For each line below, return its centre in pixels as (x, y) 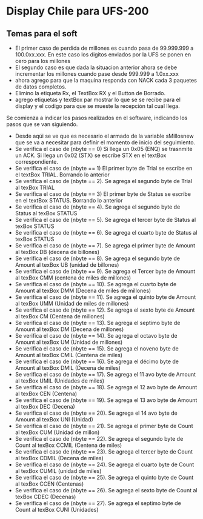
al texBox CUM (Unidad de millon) (57, 432)
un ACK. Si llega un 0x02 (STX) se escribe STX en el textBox (91, 155)
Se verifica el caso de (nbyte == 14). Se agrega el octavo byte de (96, 336)
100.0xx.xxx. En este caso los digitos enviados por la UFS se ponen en (103, 55)
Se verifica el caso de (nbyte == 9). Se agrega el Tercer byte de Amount (105, 271)
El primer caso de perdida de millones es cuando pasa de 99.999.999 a (104, 48)
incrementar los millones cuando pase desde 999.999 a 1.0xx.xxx (97, 74)
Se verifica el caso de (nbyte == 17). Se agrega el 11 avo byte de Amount (105, 374)
